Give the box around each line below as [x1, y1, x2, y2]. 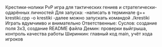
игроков [5, 36, 23, 42]
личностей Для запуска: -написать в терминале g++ [30, 9, 146, 15]
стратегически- [122, 4, 157, 10]
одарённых [5, 9, 30, 15]
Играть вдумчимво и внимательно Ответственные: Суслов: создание [5, 20, 157, 26]
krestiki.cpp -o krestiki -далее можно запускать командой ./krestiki [5, 15, 150, 20]
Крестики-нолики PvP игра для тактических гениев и [5, 4, 122, 10]
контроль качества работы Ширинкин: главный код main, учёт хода [5, 31, 153, 36]
